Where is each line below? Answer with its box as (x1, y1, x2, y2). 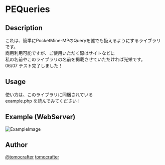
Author (5, 141, 28, 149)
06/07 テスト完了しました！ (5, 63, 63, 68)
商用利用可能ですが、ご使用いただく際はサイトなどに (5, 50, 115, 56)
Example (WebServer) (5, 113, 76, 121)
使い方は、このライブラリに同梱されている (5, 92, 93, 98)
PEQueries (5, 4, 50, 15)
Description (5, 24, 43, 32)
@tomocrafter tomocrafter (5, 154, 59, 160)
